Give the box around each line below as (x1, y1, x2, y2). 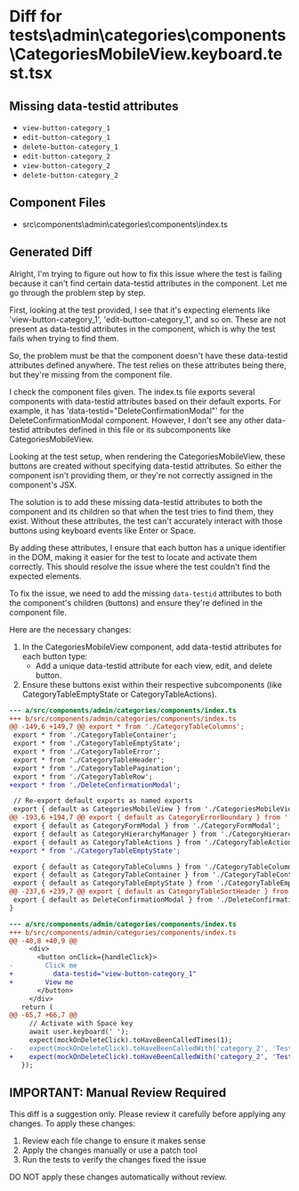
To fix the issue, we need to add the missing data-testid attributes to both (9, 588, 282, 599)
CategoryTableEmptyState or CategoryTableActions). (21, 689, 217, 699)
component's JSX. (9, 479, 77, 490)
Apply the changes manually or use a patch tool (21, 1145, 198, 1155)
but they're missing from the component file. (9, 369, 173, 379)
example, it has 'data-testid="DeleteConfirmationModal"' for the (9, 405, 245, 416)
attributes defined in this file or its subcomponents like (31, 424, 231, 435)
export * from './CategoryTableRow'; (12, 772, 153, 781)
